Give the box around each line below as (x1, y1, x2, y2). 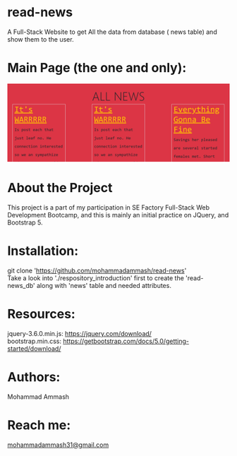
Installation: (7, 243, 79, 259)
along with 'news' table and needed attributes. (36, 281, 171, 289)
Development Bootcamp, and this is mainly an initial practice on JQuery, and (7, 211, 229, 219)
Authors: (7, 369, 61, 385)
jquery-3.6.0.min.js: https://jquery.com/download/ (7, 329, 152, 337)
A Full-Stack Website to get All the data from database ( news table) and (7, 28, 217, 36)
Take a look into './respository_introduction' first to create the (7, 273, 185, 282)
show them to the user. (7, 35, 74, 43)
